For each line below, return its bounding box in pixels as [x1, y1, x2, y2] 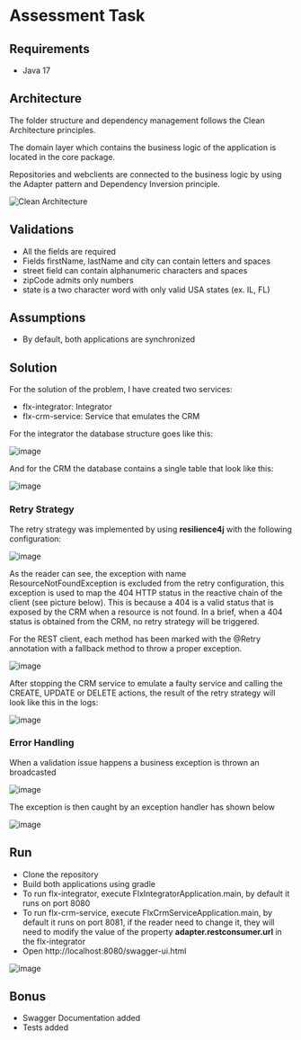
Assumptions [9, 310, 86, 326]
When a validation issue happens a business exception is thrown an [9, 757, 260, 767]
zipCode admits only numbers [22, 274, 134, 285]
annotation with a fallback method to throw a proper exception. [9, 642, 243, 653]
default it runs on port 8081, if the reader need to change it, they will [22, 917, 275, 928]
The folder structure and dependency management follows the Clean [9, 114, 265, 126]
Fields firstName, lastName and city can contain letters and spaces [22, 256, 271, 266]
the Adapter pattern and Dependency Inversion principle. [9, 178, 220, 189]
